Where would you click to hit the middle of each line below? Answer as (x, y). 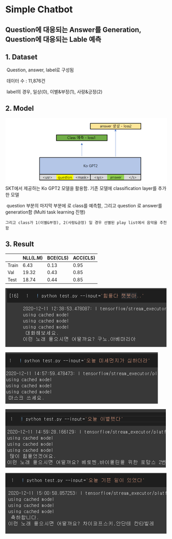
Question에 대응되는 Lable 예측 (53, 39)
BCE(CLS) (58, 258)
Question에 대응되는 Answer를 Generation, (73, 30)
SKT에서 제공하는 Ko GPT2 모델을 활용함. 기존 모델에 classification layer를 (81, 188)
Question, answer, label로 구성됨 (40, 70)
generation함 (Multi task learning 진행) (45, 212)
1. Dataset (21, 57)
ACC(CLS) (84, 258)
